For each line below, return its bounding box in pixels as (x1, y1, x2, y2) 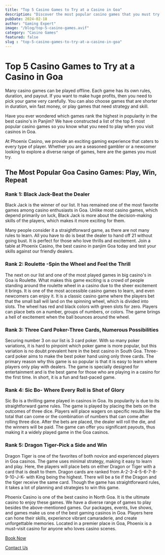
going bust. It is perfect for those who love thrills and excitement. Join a (5, 238, 151, 244)
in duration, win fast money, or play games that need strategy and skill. (5, 103, 149, 109)
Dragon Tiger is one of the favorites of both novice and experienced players (5, 453, 159, 459)
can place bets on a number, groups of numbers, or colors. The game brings (5, 308, 161, 314)
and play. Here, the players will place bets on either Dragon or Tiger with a (5, 463, 156, 470)
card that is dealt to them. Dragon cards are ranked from (5, 469, 120, 474)
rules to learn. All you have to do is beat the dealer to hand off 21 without (5, 233, 153, 239)
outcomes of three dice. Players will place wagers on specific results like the (5, 408, 161, 414)
